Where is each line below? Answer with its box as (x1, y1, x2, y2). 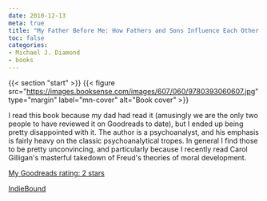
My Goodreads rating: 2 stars (8, 168, 106, 178)
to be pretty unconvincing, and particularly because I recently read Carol (8, 144, 248, 154)
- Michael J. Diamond (8, 49, 81, 57)
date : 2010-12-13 (8, 11, 66, 20)
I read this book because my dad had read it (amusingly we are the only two (8, 110, 258, 120)
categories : (8, 41, 48, 49)
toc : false (8, 33, 45, 42)
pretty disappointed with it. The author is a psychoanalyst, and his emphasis (8, 127, 260, 136)
